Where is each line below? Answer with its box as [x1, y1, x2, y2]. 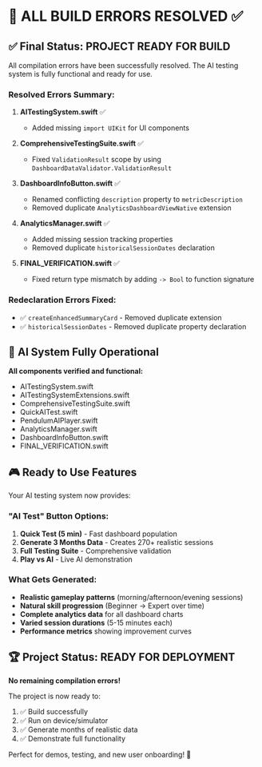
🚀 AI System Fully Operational [8, 345, 160, 359]
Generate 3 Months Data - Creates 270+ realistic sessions [19, 537, 214, 546]
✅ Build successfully [19, 706, 89, 716]
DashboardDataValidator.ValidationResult [31, 165, 172, 173]
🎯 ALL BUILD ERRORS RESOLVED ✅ [8, 7, 244, 26]
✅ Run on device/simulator [19, 715, 109, 725]
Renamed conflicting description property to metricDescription [31, 195, 244, 205]
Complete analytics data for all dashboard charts [19, 609, 184, 618]
